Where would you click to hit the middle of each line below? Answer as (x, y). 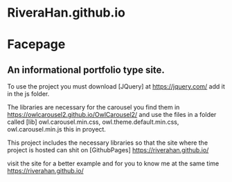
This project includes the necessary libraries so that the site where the (108, 143)
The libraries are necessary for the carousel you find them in (93, 107)
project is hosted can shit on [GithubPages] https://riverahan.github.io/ (108, 150)
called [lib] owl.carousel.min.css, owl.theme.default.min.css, (93, 122)
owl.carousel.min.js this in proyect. (56, 129)
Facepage (36, 45)
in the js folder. (28, 94)
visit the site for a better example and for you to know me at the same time (113, 163)
